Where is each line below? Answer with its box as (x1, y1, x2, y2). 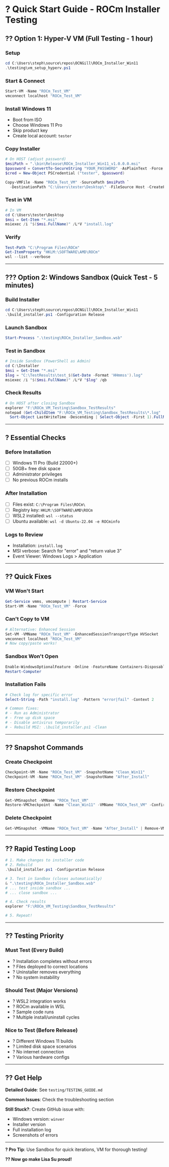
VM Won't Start (5, 587, 44, 594)
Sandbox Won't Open (5, 653, 59, 660)
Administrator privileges (12, 471, 62, 477)
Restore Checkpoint (5, 786, 55, 793)
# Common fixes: (5, 706, 39, 711)
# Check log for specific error (5, 692, 73, 697)
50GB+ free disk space (12, 466, 61, 472)
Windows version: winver (12, 1116, 65, 1122)
